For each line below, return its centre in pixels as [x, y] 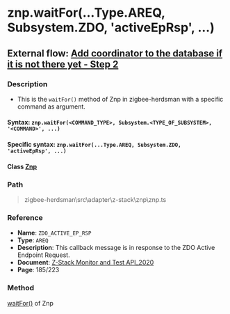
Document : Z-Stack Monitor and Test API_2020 [85, 262]
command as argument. [51, 107]
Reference [25, 217]
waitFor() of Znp [30, 303]
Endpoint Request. [44, 255]
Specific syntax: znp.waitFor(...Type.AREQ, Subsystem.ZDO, [95, 145]
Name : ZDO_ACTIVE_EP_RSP [54, 233]
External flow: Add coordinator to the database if [115, 53]
